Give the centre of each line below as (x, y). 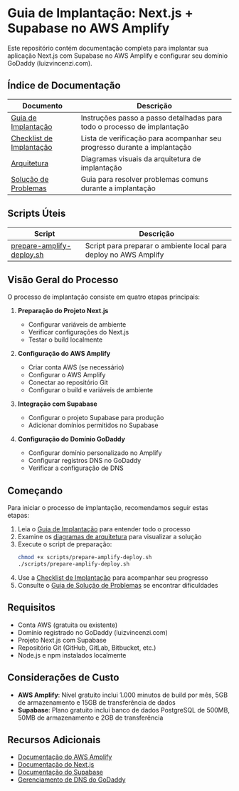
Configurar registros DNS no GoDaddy (85, 461)
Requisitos (31, 608)
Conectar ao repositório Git (68, 382)
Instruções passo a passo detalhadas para (152, 118)
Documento (42, 106)
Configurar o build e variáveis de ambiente (91, 390)
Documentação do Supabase (60, 772)
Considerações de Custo (63, 678)
